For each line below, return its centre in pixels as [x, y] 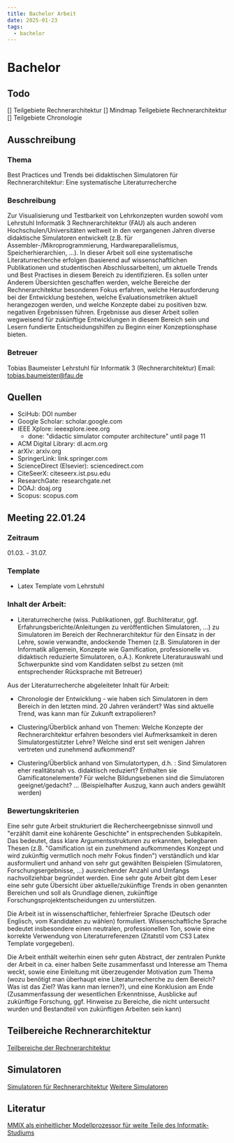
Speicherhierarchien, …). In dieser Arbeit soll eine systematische [100, 253]
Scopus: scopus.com [48, 496]
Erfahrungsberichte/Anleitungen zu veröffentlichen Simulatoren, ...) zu [118, 627]
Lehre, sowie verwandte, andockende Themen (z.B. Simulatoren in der [119, 642]
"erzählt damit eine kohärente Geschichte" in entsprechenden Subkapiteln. [115, 833]
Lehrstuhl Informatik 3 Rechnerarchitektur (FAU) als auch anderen [102, 223]
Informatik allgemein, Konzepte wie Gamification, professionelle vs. [114, 649]
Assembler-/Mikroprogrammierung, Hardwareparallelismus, [93, 245]
